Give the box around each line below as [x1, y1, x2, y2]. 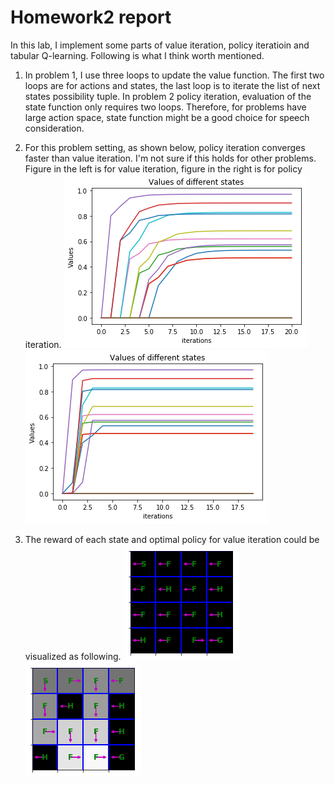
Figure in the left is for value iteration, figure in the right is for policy [24, 162, 303, 175]
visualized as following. [24, 650, 122, 662]
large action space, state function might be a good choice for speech [24, 111, 310, 123]
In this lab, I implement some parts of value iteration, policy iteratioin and [10, 39, 310, 51]
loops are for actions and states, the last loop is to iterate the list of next [24, 79, 321, 91]
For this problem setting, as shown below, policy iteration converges [24, 141, 306, 153]
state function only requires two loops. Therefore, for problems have [24, 101, 307, 113]
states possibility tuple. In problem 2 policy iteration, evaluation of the [24, 90, 312, 102]
